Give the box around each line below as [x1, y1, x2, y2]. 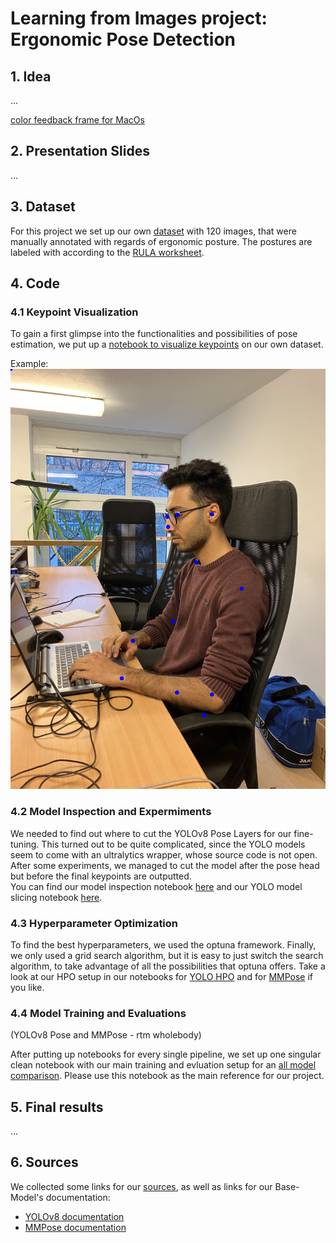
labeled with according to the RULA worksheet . [10, 246, 205, 258]
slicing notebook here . [10, 891, 103, 903]
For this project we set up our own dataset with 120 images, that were [10, 225, 297, 237]
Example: [10, 358, 49, 370]
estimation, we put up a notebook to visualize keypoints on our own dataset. [10, 338, 324, 351]
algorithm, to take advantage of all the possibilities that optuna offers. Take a [10, 960, 326, 972]
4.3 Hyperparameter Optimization [10, 916, 179, 930]
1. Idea [10, 68, 52, 85]
